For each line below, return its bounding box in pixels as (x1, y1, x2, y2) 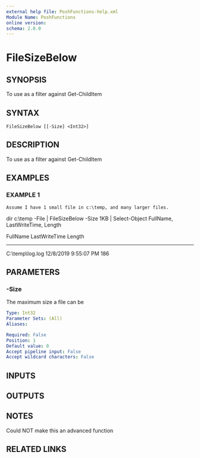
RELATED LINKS (6, 444, 67, 454)
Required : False (6, 332, 46, 338)
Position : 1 (6, 338, 36, 343)
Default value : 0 (6, 343, 49, 349)
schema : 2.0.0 (6, 25, 42, 32)
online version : (6, 20, 46, 26)
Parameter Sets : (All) (6, 315, 62, 322)
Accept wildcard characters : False (6, 354, 95, 360)
